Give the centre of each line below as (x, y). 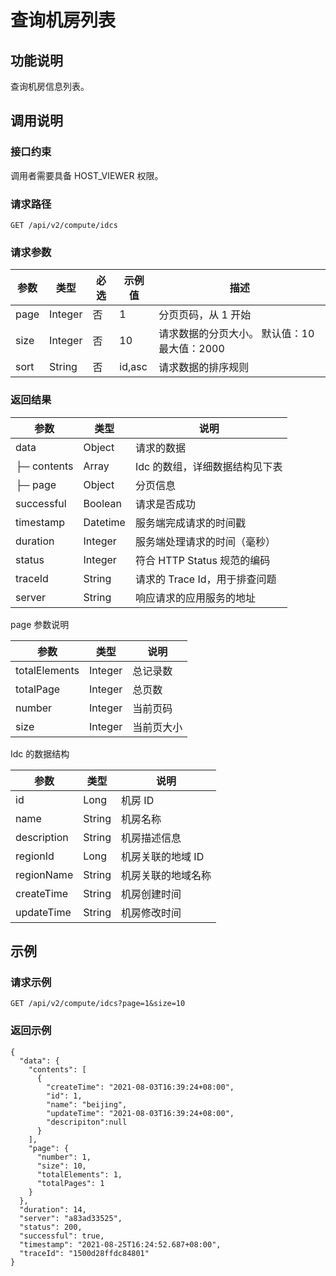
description (42, 837)
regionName (44, 874)
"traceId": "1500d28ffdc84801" (84, 1253)
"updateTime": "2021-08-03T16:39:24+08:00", (140, 1113)
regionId (35, 856)
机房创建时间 (151, 894)
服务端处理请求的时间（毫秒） (205, 541)
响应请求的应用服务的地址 (195, 598)
